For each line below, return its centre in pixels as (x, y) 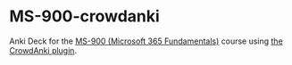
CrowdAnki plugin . (43, 50)
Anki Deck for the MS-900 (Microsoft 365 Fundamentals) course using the (146, 41)
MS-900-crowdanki (85, 16)
